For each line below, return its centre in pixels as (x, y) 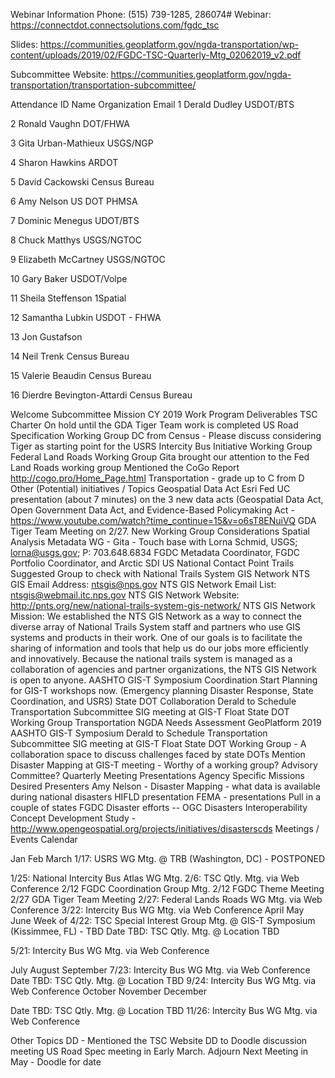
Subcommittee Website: (59, 74)
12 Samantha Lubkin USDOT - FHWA (86, 317)
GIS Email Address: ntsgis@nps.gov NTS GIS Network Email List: (143, 584)
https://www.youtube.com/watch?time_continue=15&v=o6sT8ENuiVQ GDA (163, 520)
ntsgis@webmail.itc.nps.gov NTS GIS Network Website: (125, 595)
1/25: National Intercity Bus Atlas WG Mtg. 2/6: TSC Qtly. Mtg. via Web (155, 878)
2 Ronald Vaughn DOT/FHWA (70, 123)
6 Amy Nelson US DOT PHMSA (74, 201)
